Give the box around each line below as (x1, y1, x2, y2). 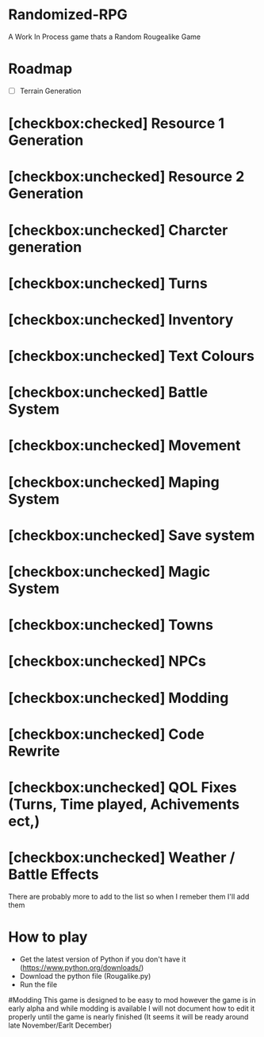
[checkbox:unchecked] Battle (8, 383, 209, 402)
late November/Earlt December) (8, 1020, 113, 1030)
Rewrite (8, 742, 60, 760)
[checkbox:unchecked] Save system (8, 526, 255, 544)
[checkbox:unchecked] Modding (8, 689, 229, 707)
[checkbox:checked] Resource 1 (8, 115, 224, 133)
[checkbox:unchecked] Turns (8, 274, 208, 292)
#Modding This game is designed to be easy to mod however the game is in (8, 995, 256, 1004)
